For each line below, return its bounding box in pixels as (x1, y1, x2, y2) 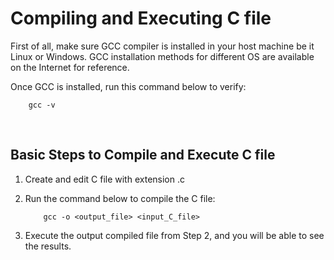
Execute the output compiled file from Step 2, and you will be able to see (24, 229, 325, 241)
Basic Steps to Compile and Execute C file (10, 147, 276, 164)
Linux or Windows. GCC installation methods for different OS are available (10, 50, 315, 62)
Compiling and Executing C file (10, 7, 272, 30)
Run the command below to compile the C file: (24, 192, 216, 204)
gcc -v (28, 100, 56, 110)
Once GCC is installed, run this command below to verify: (10, 80, 247, 92)
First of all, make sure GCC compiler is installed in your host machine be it (10, 40, 315, 52)
